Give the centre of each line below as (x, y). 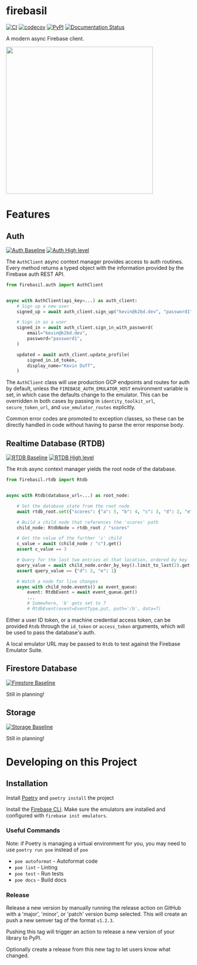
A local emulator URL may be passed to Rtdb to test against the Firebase (93, 644)
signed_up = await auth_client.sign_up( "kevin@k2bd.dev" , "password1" (105, 312)
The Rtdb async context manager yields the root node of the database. (91, 469)
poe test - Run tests (39, 873)
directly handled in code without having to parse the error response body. (95, 425)
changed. (18, 956)
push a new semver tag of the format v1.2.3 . (60, 920)
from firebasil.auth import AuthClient (55, 285)
